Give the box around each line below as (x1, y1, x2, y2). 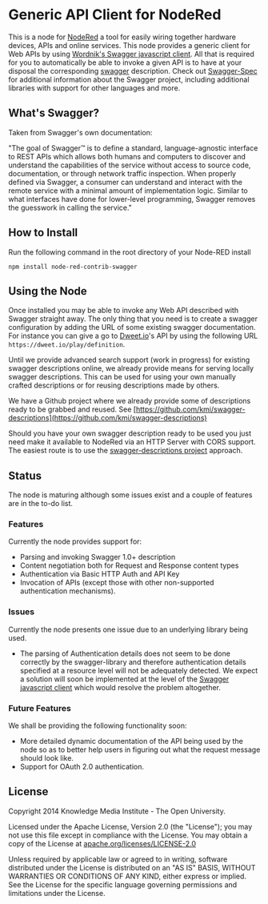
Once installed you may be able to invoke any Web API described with (8, 306, 238, 315)
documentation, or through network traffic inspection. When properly (8, 168, 237, 178)
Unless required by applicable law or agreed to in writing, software (8, 854, 228, 864)
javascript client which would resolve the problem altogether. (19, 682, 222, 692)
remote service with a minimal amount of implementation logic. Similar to (8, 186, 248, 195)
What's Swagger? (8, 106, 100, 120)
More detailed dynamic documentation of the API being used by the (19, 737, 244, 746)
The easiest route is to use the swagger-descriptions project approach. (8, 446, 243, 456)
